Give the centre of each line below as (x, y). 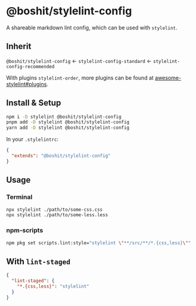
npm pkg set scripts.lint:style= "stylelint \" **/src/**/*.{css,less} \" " (99, 243)
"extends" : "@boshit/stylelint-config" (61, 156)
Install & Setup (34, 103)
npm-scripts (25, 231)
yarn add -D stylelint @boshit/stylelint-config (68, 128)
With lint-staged (38, 261)
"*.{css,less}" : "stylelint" (53, 286)
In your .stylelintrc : (32, 140)
